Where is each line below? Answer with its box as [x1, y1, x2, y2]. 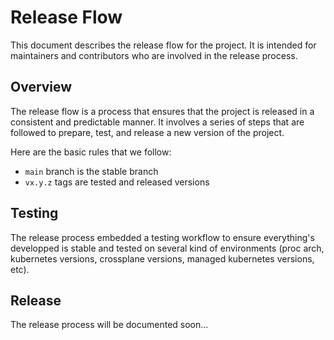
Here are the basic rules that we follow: [10, 146, 172, 158]
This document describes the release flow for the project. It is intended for [10, 39, 317, 51]
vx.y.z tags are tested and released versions [24, 176, 210, 188]
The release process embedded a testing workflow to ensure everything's [10, 231, 315, 243]
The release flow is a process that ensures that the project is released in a [10, 105, 315, 117]
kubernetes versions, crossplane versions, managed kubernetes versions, [10, 252, 315, 265]
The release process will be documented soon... [10, 319, 209, 331]
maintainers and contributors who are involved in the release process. [10, 49, 298, 61]
